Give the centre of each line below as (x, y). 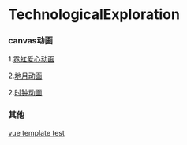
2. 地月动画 (25, 76)
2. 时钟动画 (25, 93)
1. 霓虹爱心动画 (32, 59)
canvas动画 (31, 41)
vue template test (37, 132)
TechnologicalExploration (94, 15)
